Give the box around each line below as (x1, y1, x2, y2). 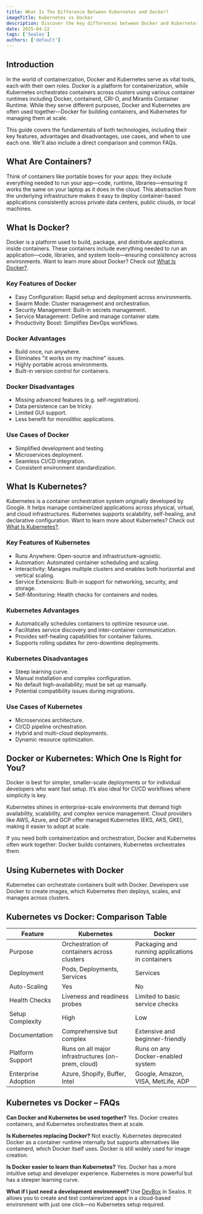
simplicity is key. (6, 792, 47, 799)
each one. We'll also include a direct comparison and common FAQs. (6, 139, 178, 146)
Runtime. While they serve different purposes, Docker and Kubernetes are (6, 101, 190, 109)
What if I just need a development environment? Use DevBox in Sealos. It (6, 1187, 192, 1195)
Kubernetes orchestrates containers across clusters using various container (6, 89, 195, 96)
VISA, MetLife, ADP (135, 1077, 190, 1086)
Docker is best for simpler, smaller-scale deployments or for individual (6, 779, 181, 786)
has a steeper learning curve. (6, 1176, 80, 1183)
